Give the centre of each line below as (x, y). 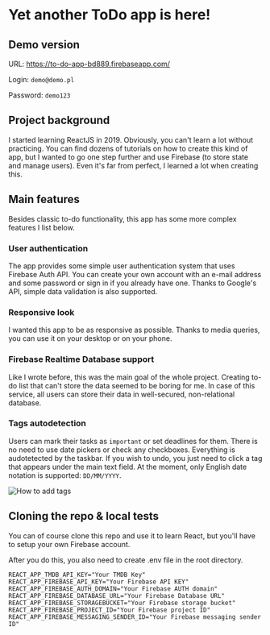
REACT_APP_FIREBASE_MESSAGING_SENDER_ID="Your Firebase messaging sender (135, 617)
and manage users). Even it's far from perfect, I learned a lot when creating (133, 165)
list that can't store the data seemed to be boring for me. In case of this (137, 385)
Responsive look (42, 312)
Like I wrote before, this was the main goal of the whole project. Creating (129, 377)
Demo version (44, 45)
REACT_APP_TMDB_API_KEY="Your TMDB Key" (77, 575)
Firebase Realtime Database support (81, 359)
